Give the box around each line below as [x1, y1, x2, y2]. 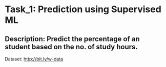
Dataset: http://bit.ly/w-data [5, 56, 64, 62]
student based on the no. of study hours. [5, 42, 138, 51]
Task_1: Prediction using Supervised [5, 4, 162, 15]
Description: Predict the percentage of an [5, 35, 140, 43]
